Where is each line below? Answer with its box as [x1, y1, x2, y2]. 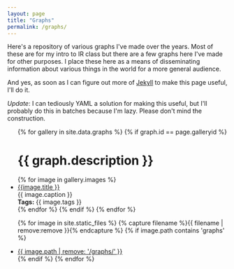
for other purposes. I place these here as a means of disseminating [7, 57, 200, 66]
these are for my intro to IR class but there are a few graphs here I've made [7, 50, 224, 58]
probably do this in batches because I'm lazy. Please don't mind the [7, 106, 203, 116]
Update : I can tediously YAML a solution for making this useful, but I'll [7, 99, 207, 108]
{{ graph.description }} [17, 152, 154, 168]
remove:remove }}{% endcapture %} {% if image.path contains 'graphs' [17, 226, 225, 235]
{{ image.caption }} [17, 191, 73, 199]
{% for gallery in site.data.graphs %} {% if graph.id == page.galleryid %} [17, 127, 227, 137]
